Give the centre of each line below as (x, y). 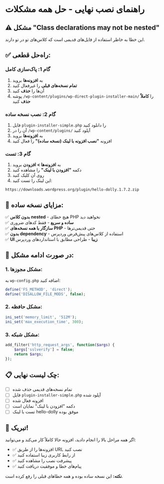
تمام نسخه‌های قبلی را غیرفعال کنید (45, 85)
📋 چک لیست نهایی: (32, 375)
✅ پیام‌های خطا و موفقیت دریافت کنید (47, 466)
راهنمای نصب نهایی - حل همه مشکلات (75, 9)
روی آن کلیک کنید (28, 175)
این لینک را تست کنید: (32, 181)
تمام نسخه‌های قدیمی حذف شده (42, 389)
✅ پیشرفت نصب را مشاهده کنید (42, 461)
